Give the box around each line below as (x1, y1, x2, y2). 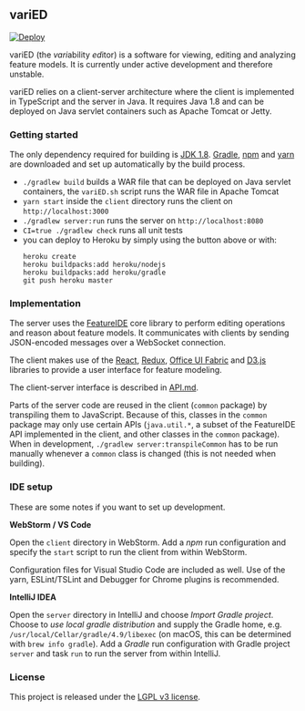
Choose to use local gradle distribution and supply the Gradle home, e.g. (9, 619, 282, 630)
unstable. (9, 68, 45, 79)
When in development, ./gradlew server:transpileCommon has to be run (9, 438, 279, 449)
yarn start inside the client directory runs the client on (22, 196, 234, 207)
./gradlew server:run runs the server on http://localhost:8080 (22, 215, 264, 226)
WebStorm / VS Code (9, 519, 92, 530)
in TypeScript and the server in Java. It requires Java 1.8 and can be (9, 96, 265, 107)
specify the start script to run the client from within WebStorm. (9, 546, 248, 557)
